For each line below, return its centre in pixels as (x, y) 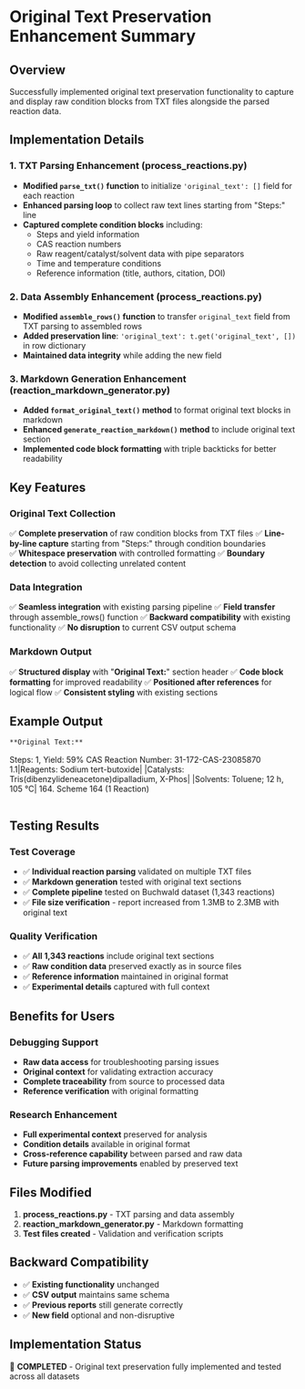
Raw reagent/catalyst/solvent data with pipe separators (140, 254)
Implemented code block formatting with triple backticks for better (149, 449)
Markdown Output (51, 652)
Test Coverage (42, 851)
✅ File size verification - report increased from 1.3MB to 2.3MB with (151, 902)
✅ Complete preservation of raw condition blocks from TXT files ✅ (136, 533)
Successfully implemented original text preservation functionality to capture (152, 92)
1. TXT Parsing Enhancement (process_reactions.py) (128, 166)
